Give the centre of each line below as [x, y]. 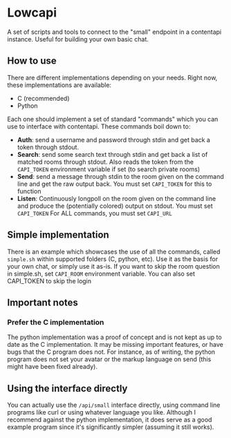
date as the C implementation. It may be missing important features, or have [115, 345]
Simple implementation [58, 235]
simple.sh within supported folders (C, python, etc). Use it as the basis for [113, 259]
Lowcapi [32, 13]
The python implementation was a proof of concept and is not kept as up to [115, 337]
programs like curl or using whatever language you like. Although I [101, 412]
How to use [32, 61]
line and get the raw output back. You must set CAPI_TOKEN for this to [114, 184]
